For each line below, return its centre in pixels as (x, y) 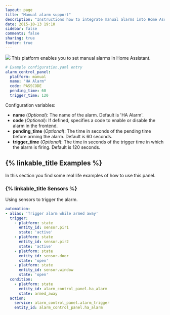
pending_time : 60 (28, 91)
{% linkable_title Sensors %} (41, 188)
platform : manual (28, 76)
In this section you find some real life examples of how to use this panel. (80, 175)
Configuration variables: (30, 105)
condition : (21, 280)
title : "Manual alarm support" (38, 15)
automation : (18, 209)
